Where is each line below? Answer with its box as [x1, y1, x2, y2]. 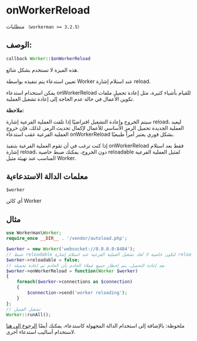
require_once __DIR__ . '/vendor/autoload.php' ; [6, 236, 128, 242]
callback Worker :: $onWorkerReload [6, 55, 91, 62]
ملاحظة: [6, 106, 25, 113]
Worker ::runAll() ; [6, 312, 51, 317]
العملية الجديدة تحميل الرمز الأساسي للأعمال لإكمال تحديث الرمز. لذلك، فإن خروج [6, 124, 184, 131]
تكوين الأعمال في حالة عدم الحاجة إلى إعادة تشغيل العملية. [6, 95, 134, 102]
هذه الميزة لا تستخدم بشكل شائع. [6, 66, 79, 73]
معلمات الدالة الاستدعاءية [6, 172, 88, 182]
